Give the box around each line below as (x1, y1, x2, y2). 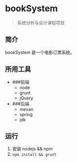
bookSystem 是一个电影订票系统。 (5, 49, 75, 55)
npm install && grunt (12, 152, 56, 157)
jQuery (19, 95, 33, 101)
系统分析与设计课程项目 (17, 20, 65, 25)
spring (19, 111, 33, 117)
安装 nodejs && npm (12, 146, 53, 152)
